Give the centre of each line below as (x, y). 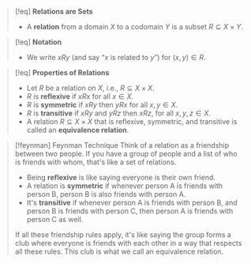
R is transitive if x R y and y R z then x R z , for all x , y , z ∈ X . (118, 113)
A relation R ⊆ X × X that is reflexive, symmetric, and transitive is (132, 121)
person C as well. (55, 219)
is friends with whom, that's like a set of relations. (96, 162)
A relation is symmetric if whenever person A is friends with (124, 186)
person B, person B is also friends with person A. (106, 194)
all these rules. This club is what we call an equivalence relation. (119, 251)
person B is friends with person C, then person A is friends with (130, 211)
